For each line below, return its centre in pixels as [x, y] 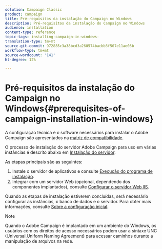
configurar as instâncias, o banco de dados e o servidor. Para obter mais [78, 202]
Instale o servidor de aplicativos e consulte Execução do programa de [82, 171]
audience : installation [29, 28]
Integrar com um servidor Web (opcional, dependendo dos [71, 182]
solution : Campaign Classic [34, 10]
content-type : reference [30, 32]
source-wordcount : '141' [30, 55]
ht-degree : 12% [20, 60]
